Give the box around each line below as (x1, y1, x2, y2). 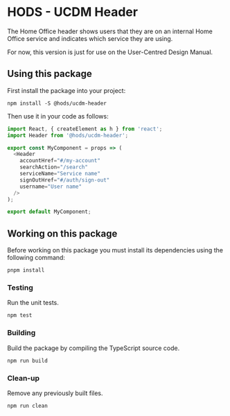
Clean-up (7, 373, 40, 383)
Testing (7, 282, 33, 292)
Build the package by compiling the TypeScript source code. (7, 344, 180, 352)
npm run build (7, 357, 48, 364)
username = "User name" (19, 183, 82, 190)
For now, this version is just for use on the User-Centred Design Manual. (7, 48, 213, 56)
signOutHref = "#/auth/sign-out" (19, 176, 110, 184)
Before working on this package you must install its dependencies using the (7, 246, 224, 254)
